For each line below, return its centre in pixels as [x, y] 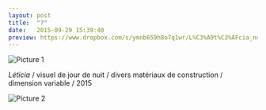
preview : [23, 37]
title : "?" [28, 23]
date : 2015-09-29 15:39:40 [56, 30]
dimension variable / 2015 [50, 83]
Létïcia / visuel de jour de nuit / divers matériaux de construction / [116, 75]
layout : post [30, 15]
